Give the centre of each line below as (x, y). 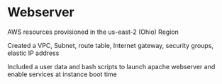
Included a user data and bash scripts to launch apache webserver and (111, 66)
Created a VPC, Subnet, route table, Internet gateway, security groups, (111, 45)
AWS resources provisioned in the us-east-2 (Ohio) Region (93, 32)
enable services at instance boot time (62, 74)
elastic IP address (33, 53)
